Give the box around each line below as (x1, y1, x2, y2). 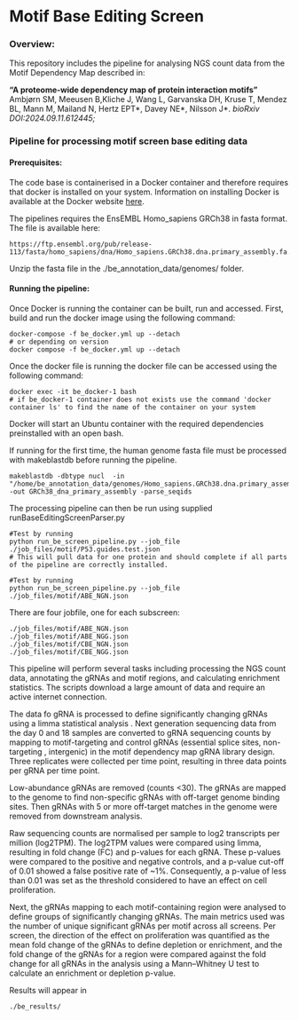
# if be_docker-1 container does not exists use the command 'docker (9, 395, 272, 404)
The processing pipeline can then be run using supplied (9, 502, 213, 513)
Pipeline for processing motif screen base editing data (9, 135, 248, 147)
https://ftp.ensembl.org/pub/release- (9, 240, 153, 249)
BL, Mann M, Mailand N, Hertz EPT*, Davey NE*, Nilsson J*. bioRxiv (9, 104, 260, 115)
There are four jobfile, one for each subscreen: (9, 606, 180, 618)
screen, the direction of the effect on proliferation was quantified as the (9, 929, 271, 940)
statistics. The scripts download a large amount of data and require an (9, 682, 266, 692)
